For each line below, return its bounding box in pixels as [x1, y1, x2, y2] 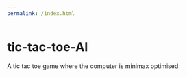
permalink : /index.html [7, 10, 75, 17]
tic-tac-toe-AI [7, 39, 88, 55]
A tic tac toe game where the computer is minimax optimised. [7, 62, 180, 70]
